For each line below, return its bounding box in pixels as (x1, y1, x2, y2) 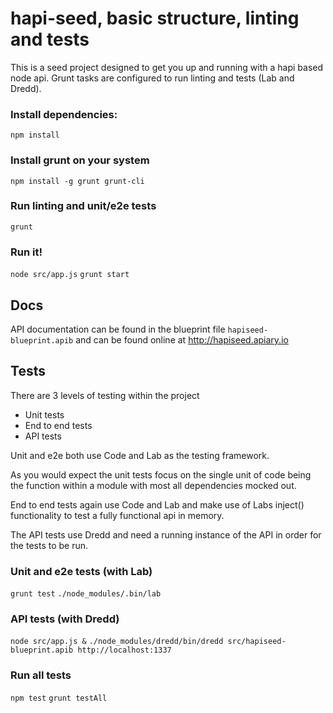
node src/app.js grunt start (10, 270, 130, 280)
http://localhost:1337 (77, 645, 172, 656)
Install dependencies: (10, 107, 118, 121)
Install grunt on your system (10, 153, 150, 167)
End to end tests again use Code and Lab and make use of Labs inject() (10, 498, 305, 511)
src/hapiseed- (227, 637, 287, 647)
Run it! (10, 245, 43, 259)
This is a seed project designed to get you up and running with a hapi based (10, 61, 324, 73)
